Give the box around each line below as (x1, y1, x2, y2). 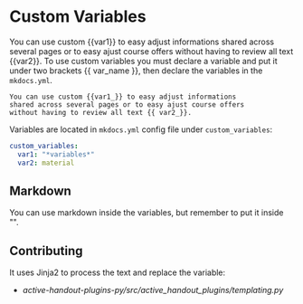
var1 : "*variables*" (17, 149, 95, 159)
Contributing (9, 242, 83, 259)
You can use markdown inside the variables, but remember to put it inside (9, 207, 284, 218)
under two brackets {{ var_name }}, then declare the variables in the (9, 65, 263, 76)
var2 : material (17, 158, 75, 167)
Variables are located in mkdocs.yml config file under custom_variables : (9, 124, 273, 135)
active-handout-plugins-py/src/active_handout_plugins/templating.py (22, 285, 284, 296)
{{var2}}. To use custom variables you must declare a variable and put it (9, 55, 278, 66)
